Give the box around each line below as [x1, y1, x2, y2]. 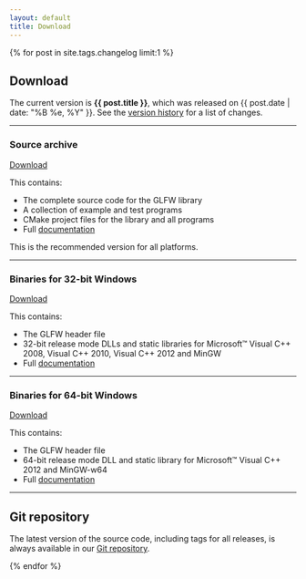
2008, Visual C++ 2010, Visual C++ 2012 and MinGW [22, 347, 221, 358]
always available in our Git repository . [9, 543, 150, 554]
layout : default [9, 13, 71, 23]
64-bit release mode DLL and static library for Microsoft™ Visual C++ [22, 455, 281, 466]
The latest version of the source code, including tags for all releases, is [9, 533, 276, 544]
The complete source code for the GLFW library [22, 194, 203, 205]
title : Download [9, 22, 71, 31]
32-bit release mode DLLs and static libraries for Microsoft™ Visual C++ [22, 338, 291, 349]
